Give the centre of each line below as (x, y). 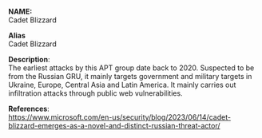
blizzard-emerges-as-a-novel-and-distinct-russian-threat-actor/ (115, 126)
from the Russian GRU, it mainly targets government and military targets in (130, 76)
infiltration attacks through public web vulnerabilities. (95, 93)
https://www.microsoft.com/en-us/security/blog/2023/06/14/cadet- (120, 117)
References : (29, 108)
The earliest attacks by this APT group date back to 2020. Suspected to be (131, 68)
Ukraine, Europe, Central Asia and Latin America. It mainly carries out (122, 85)
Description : (29, 59)
